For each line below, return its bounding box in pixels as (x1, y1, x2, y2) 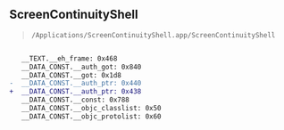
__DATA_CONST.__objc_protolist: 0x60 (21, 111, 163, 121)
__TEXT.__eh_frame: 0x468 (21, 53, 118, 63)
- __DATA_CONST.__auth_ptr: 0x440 (9, 79, 142, 88)
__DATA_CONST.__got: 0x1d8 (21, 70, 122, 79)
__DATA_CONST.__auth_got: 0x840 (21, 62, 142, 71)
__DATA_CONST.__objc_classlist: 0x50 (21, 104, 163, 113)
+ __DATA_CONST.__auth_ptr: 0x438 (9, 87, 142, 96)
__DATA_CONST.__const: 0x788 (21, 95, 129, 105)
